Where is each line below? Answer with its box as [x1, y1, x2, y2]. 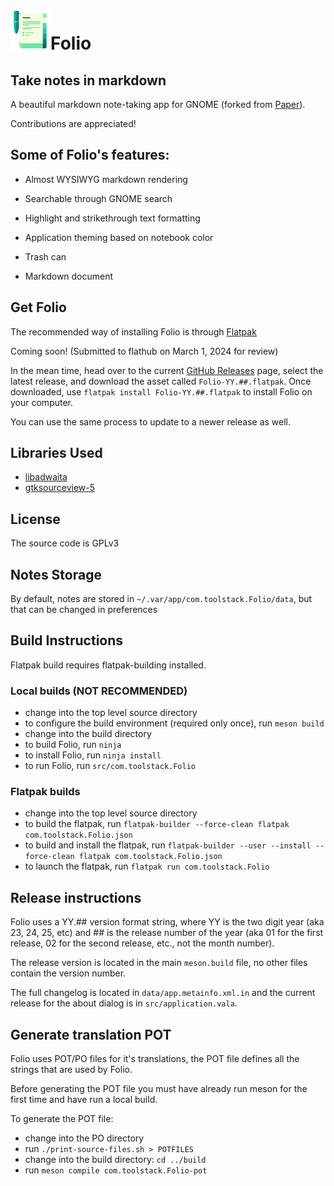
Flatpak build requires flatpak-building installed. [10, 659, 207, 671]
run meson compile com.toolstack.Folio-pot [24, 1164, 208, 1176]
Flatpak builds [10, 785, 81, 799]
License [10, 510, 61, 528]
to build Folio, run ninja [24, 739, 122, 751]
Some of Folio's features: [10, 147, 170, 164]
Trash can [24, 250, 67, 263]
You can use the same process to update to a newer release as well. [10, 415, 292, 428]
